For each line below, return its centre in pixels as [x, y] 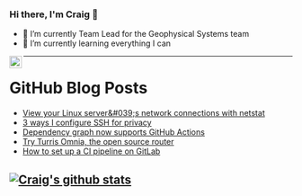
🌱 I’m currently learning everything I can [97, 43]
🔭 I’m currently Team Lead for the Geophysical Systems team [136, 34]
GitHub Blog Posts [79, 88]
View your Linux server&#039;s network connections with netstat [143, 113]
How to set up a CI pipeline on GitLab [91, 151]
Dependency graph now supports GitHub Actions [113, 132]
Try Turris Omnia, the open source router [98, 142]
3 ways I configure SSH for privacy [87, 123]
